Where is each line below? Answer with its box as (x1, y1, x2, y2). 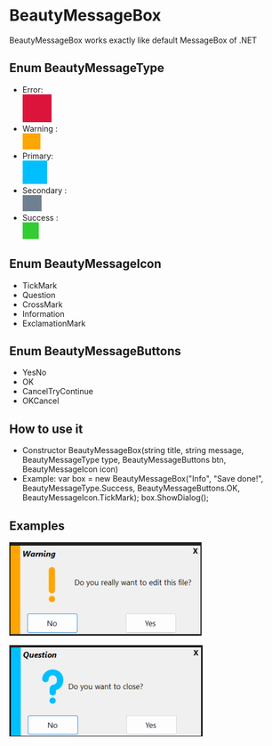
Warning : (21, 123, 58, 134)
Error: (21, 84, 44, 94)
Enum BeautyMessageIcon (9, 256, 162, 272)
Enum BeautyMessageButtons (9, 344, 181, 359)
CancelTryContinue (21, 386, 93, 397)
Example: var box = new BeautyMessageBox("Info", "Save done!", (21, 474, 264, 484)
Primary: (21, 150, 54, 161)
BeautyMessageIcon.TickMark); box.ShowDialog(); (21, 492, 209, 503)
